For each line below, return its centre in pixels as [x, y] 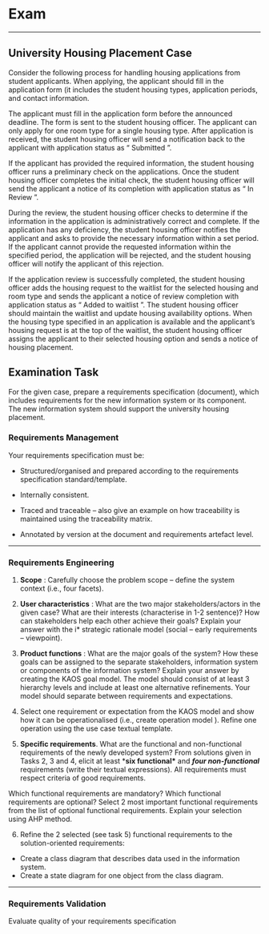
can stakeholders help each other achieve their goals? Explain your [130, 621]
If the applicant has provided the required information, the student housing [131, 163]
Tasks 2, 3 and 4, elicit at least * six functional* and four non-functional [140, 761]
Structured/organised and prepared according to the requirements [129, 471]
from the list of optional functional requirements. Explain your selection [125, 811]
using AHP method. [40, 819]
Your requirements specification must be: [76, 455]
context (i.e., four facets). [62, 588]
